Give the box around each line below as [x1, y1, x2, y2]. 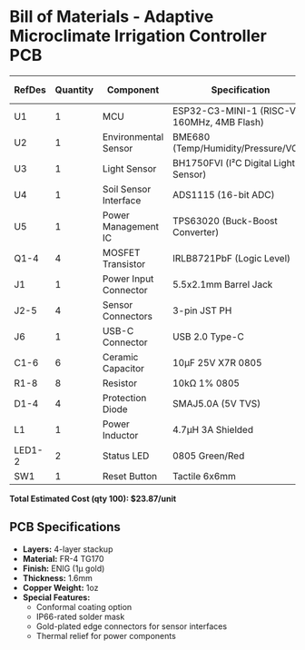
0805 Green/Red [172, 449, 245, 462]
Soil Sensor [102, 182, 152, 195]
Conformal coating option [35, 601, 133, 612]
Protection [102, 391, 147, 404]
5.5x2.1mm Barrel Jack [172, 278, 273, 291]
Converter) [172, 225, 220, 238]
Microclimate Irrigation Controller [9, 25, 268, 46]
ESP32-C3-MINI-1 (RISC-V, [172, 104, 299, 117]
